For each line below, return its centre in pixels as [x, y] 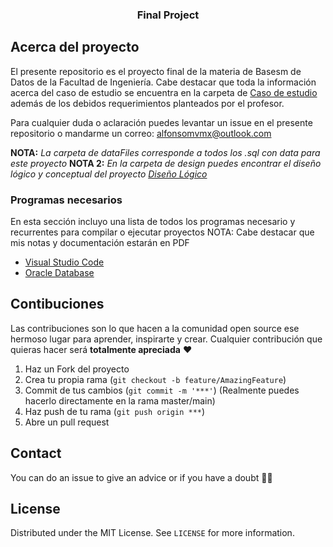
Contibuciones [57, 304]
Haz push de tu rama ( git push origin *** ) [115, 411]
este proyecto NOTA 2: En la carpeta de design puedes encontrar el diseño [166, 163]
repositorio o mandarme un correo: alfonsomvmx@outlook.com [141, 133]
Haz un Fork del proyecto [77, 369]
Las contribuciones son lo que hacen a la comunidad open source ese [155, 328]
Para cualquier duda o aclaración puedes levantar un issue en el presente [161, 122]
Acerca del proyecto [75, 47]
